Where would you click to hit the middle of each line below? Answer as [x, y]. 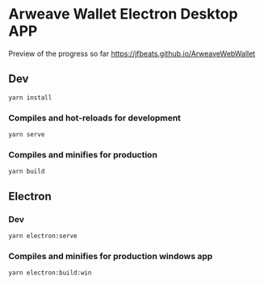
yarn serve [27, 135]
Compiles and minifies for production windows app [111, 256]
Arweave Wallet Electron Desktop [123, 14]
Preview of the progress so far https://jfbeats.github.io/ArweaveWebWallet [132, 53]
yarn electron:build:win [50, 273]
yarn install [30, 98]
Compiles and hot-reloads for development [95, 118]
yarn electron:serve [43, 236]
